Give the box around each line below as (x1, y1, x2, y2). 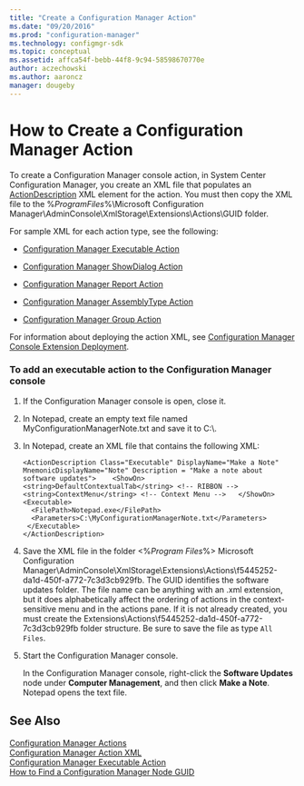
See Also (9, 713, 61, 729)
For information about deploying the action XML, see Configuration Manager (9, 331, 295, 342)
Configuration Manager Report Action (22, 278, 163, 289)
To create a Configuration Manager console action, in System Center (9, 169, 267, 180)
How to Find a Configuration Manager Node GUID (9, 766, 195, 777)
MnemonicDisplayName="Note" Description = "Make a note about (22, 465, 263, 475)
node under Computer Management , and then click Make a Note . (22, 677, 270, 688)
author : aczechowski (9, 65, 88, 74)
